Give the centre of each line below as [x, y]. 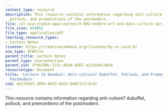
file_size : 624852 [24, 28]
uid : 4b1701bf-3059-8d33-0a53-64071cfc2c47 [51, 84]
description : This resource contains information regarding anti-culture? [85, 14]
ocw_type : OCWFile [24, 51]
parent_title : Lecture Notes [35, 56]
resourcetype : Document [30, 70]
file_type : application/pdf [34, 33]
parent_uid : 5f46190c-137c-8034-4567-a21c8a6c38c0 [59, 65]
